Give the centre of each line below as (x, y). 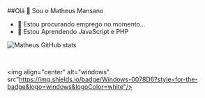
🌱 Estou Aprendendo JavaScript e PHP (73, 32)
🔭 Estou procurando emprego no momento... (81, 24)
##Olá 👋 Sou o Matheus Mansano (55, 11)
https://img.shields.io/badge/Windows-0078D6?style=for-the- (108, 79)
